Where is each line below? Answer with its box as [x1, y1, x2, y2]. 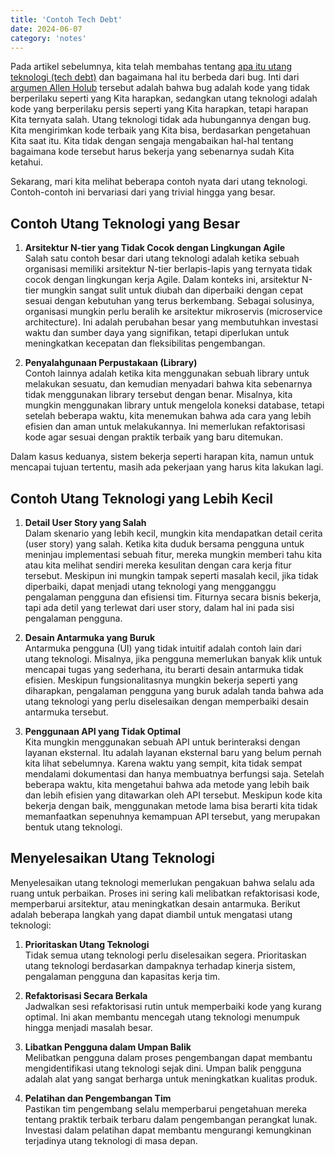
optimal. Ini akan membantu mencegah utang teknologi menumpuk [24, 1011, 301, 1023]
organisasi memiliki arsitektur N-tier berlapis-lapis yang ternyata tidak [24, 263, 313, 275]
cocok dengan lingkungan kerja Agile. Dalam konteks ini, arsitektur [24, 274, 300, 286]
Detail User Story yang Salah [24, 517, 147, 528]
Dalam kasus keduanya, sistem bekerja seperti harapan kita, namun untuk [10, 451, 315, 463]
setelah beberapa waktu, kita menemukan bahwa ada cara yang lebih [24, 410, 312, 422]
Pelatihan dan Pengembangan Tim [24, 1092, 172, 1104]
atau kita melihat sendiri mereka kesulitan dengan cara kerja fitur [24, 559, 292, 571]
